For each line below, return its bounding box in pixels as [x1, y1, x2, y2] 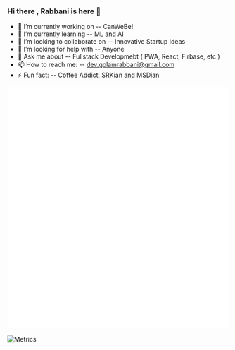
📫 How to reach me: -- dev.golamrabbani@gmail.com [17, 60, 175, 69]
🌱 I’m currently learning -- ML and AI [17, 30, 125, 38]
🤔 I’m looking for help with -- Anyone [17, 45, 125, 54]
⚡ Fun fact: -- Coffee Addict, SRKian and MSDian [17, 71, 160, 80]
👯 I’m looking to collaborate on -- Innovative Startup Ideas [17, 37, 186, 46]
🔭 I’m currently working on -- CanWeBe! [17, 23, 134, 31]
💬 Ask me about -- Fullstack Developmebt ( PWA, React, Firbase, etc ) [17, 52, 220, 61]
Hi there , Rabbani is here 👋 [7, 6, 101, 16]
